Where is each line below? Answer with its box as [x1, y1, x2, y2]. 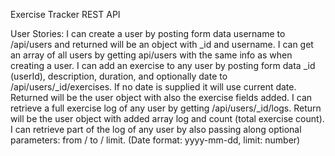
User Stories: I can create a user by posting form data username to [10, 28, 286, 39]
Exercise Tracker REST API [10, 9, 121, 20]
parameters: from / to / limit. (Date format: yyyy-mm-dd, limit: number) [10, 134, 301, 146]
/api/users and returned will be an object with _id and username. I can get [10, 39, 314, 50]
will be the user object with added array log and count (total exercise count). [10, 113, 325, 124]
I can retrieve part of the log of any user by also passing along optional [10, 124, 302, 135]
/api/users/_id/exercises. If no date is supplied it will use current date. [10, 81, 297, 93]
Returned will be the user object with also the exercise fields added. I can [10, 92, 313, 103]
